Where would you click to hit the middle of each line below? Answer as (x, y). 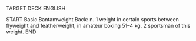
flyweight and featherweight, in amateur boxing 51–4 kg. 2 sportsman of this (98, 26)
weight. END (21, 32)
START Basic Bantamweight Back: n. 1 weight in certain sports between (93, 19)
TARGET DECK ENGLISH (36, 8)
